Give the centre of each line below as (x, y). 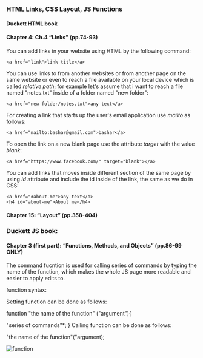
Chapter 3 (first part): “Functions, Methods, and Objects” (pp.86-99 (94, 245)
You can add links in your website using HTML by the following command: (98, 51)
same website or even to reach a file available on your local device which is (100, 79)
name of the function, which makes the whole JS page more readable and (98, 272)
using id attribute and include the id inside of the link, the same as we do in (100, 179)
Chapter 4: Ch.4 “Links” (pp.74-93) (52, 38)
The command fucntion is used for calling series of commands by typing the (101, 265)
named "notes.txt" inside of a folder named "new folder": (78, 92)
